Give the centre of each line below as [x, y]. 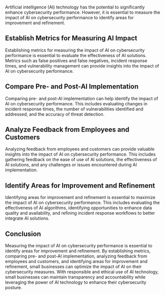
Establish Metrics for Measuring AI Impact [71, 38]
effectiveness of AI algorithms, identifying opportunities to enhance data [79, 208]
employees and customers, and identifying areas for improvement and [76, 262]
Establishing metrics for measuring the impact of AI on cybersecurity [75, 50]
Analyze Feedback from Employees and [67, 130]
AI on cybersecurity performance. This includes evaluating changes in [76, 103]
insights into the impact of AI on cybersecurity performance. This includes [81, 154]
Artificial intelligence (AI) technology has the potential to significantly [75, 7]
